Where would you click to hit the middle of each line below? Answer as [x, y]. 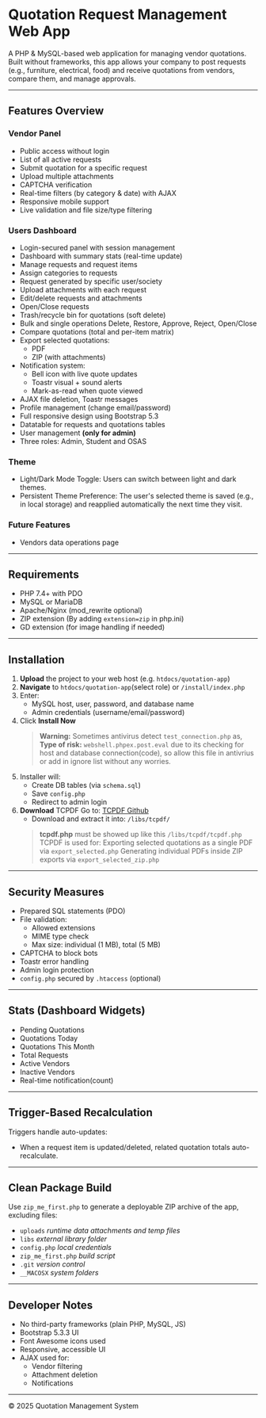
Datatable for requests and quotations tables [92, 424]
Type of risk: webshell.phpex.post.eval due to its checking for [141, 745]
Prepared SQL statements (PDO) [72, 911]
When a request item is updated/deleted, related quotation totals [125, 1147]
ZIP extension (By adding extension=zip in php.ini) [102, 619]
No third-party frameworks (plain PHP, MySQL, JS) [103, 1324]
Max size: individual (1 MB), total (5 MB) [96, 944]
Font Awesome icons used [63, 1341]
